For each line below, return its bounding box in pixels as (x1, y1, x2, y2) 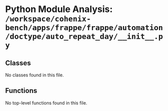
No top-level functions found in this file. (5, 99, 88, 106)
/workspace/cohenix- (5, 14, 92, 24)
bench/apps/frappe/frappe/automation (5, 23, 163, 33)
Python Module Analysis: (5, 4, 113, 15)
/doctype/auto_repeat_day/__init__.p (5, 32, 163, 41)
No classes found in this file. (5, 72, 64, 78)
